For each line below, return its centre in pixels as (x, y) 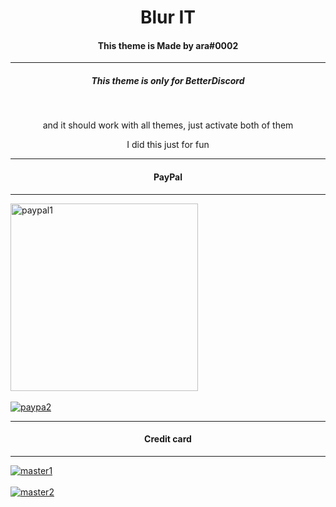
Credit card (168, 439)
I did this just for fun (168, 145)
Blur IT (168, 17)
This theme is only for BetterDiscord (168, 80)
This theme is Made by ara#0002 (168, 45)
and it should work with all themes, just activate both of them (168, 125)
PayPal (168, 177)
